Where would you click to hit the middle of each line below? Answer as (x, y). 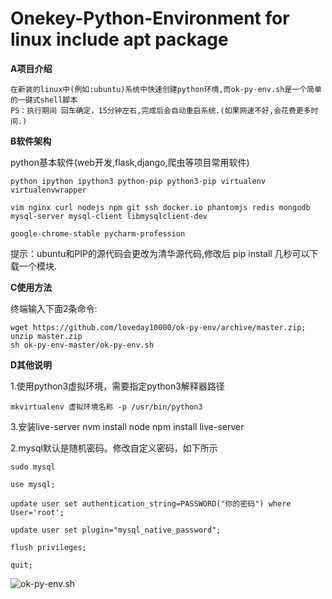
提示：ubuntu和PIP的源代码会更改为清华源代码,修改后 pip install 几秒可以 (160, 253)
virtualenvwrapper (48, 190)
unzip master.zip (46, 336)
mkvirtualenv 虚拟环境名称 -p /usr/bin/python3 (106, 407)
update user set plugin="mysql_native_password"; (116, 530)
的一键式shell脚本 (44, 100)
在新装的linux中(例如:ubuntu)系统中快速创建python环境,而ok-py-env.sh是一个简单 (166, 89)
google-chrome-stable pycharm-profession (98, 233)
